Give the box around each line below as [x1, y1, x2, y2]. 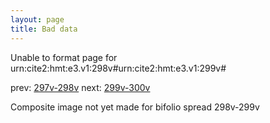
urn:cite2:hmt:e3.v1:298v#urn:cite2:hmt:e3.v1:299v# [10, 62, 227, 74]
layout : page [10, 14, 65, 25]
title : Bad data [10, 24, 78, 34]
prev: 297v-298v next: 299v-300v [10, 81, 151, 93]
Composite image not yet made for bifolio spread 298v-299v [10, 101, 260, 113]
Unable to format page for [10, 51, 118, 63]
